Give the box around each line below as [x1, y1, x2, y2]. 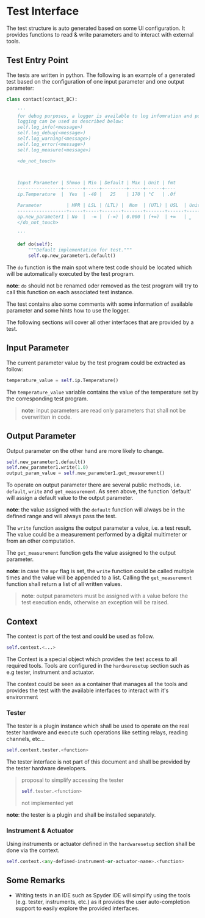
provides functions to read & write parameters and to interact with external [6, 31, 194, 38]
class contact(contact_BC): [6, 96, 78, 102]
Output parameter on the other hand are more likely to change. [6, 447, 164, 454]
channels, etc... [6, 735, 45, 743]
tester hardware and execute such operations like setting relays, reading [6, 729, 188, 736]
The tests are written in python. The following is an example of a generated [6, 71, 195, 79]
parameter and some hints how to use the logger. [6, 307, 130, 314]
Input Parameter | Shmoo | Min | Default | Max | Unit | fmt [17, 180, 176, 186]
